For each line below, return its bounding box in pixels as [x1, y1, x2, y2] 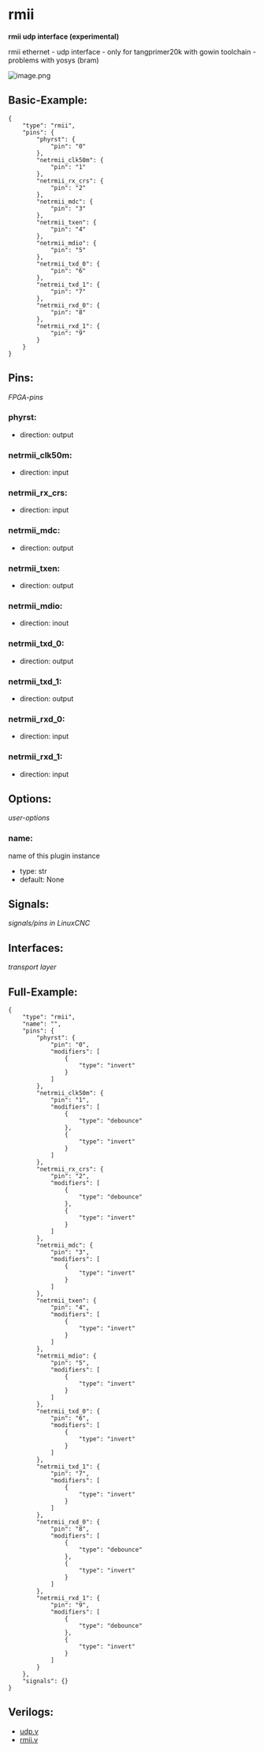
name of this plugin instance [8, 851, 101, 860]
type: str [19, 866, 47, 875]
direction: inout [19, 618, 69, 628]
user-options [8, 813, 50, 823]
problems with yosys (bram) [8, 55, 100, 65]
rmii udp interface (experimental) [8, 32, 120, 41]
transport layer [8, 962, 57, 972]
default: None [19, 874, 65, 884]
